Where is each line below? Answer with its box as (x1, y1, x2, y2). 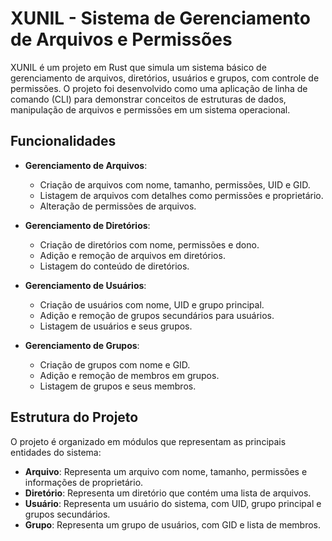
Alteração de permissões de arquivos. (39, 200, 197, 212)
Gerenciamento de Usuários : (24, 279, 147, 291)
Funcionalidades (10, 133, 117, 150)
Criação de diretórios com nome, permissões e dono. (39, 238, 260, 251)
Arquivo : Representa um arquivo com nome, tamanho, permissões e (24, 465, 308, 477)
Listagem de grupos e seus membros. (39, 380, 197, 392)
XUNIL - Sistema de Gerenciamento (10, 7, 311, 30)
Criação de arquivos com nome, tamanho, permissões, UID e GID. (39, 178, 311, 191)
